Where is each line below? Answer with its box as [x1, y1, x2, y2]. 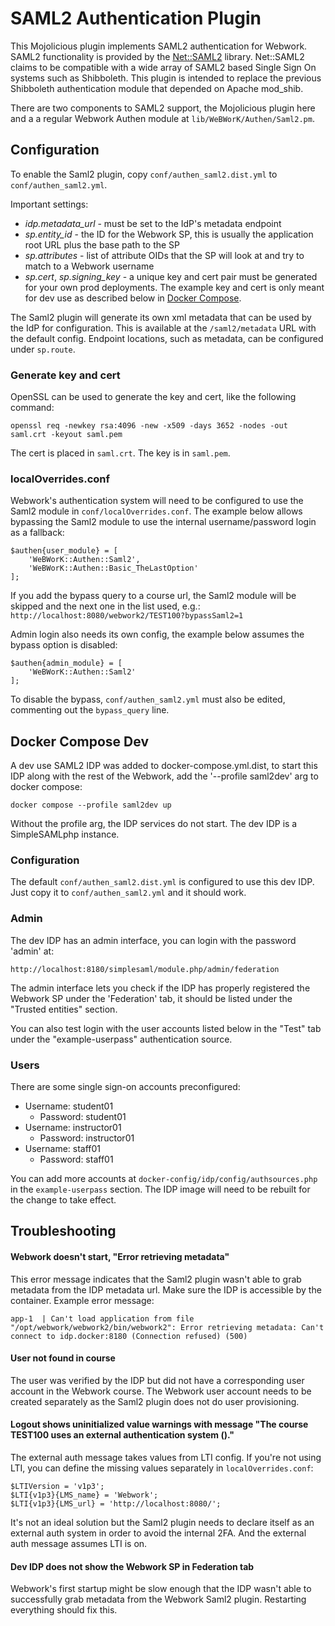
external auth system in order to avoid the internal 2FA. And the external [10, 1527, 307, 1539]
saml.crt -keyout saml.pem [10, 430, 123, 440]
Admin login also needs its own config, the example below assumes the [10, 628, 305, 641]
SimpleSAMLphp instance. [10, 828, 120, 841]
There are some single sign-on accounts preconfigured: [10, 1081, 241, 1093]
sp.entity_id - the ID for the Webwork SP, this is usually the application [24, 228, 314, 240]
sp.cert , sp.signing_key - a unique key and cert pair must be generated [24, 270, 318, 282]
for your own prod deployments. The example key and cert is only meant [24, 281, 325, 293]
